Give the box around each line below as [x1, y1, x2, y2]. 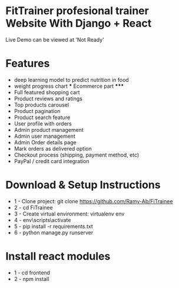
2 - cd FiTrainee [14, 204, 54, 211]
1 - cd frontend [14, 269, 51, 276]
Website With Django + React [5, 16, 152, 30]
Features [5, 57, 50, 70]
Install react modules [5, 250, 111, 263]
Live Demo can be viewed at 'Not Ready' [5, 36, 104, 43]
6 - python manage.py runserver [14, 229, 94, 236]
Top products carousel [14, 101, 69, 108]
